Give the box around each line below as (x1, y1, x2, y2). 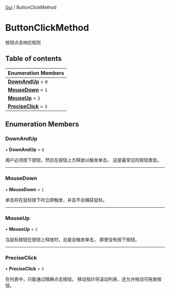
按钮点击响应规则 (5, 39, 41, 45)
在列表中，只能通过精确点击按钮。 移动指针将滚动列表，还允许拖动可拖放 (5, 276, 157, 282)
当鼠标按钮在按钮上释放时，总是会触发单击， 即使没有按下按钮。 (5, 237, 140, 243)
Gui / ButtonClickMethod (5, 5, 57, 10)
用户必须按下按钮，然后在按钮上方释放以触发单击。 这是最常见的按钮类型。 (5, 157, 162, 163)
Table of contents (5, 54, 62, 63)
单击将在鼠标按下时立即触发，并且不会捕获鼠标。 (5, 197, 107, 203)
